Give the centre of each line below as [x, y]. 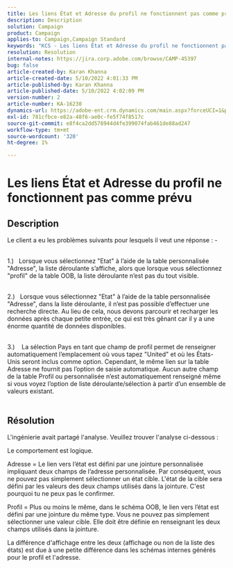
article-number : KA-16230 [44, 104]
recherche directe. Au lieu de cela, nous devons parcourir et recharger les [113, 311]
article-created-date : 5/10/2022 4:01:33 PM [72, 78]
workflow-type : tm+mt [38, 130]
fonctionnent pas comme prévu [100, 198]
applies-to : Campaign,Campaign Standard [67, 40]
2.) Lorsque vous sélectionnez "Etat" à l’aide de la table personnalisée [109, 296]
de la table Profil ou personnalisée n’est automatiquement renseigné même [114, 376]
